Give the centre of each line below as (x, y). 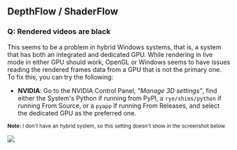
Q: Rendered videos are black (59, 32)
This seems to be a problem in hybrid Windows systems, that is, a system (114, 47)
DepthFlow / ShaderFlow (63, 12)
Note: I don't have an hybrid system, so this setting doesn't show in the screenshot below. (117, 126)
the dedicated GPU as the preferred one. (77, 113)
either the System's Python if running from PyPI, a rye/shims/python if (119, 98)
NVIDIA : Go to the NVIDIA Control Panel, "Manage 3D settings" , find (117, 90)
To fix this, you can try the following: (60, 77)
